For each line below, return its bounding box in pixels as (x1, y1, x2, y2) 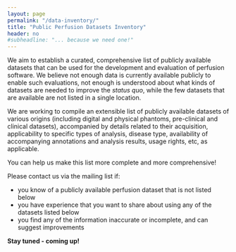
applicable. (7, 145, 39, 153)
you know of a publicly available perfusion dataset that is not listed (17, 186, 211, 194)
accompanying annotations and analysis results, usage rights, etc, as (7, 137, 208, 145)
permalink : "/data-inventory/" (7, 17, 99, 24)
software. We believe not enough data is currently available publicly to (7, 71, 211, 80)
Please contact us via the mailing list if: (7, 172, 120, 181)
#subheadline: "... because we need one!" (7, 37, 134, 44)
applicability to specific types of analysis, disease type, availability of (7, 130, 209, 138)
